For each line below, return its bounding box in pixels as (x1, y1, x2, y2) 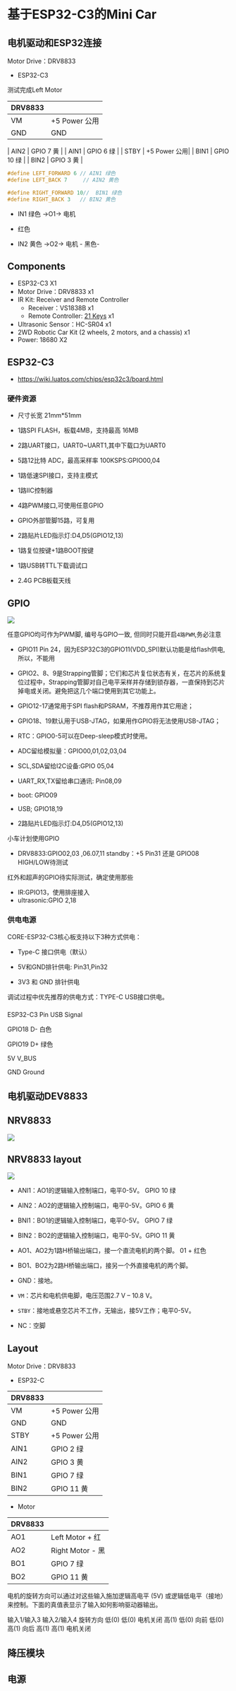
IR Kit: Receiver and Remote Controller (17, 295, 129, 304)
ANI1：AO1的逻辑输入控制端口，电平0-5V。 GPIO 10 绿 (17, 1186, 176, 1195)
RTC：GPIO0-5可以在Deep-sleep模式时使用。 (17, 732, 151, 741)
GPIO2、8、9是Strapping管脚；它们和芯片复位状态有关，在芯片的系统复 (17, 669, 227, 678)
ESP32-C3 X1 (17, 279, 57, 288)
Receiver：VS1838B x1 (27, 304, 94, 312)
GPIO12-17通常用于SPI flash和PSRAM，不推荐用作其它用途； (17, 702, 194, 710)
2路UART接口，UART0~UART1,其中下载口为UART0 (17, 441, 166, 449)
